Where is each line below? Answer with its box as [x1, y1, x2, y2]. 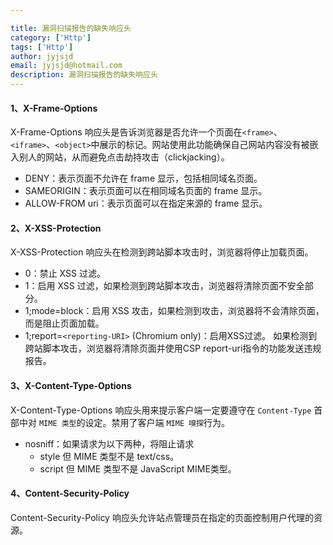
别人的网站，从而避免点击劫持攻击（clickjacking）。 [18, 151, 230, 163]
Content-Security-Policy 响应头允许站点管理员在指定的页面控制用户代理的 [10, 511, 314, 523]
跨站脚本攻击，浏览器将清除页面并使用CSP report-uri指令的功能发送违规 [24, 342, 322, 355]
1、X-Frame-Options [10, 102, 98, 114]
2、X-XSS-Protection [10, 222, 102, 234]
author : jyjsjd [10, 51, 74, 61]
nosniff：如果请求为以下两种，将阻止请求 [24, 437, 195, 450]
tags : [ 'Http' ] [10, 42, 74, 52]
